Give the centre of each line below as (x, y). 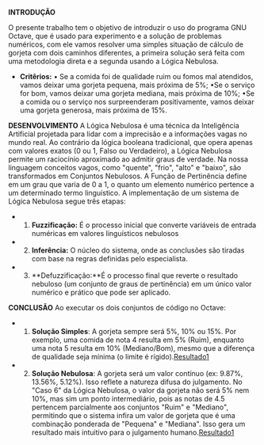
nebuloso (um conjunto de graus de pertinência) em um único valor (142, 284)
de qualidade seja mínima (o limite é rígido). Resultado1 (121, 357)
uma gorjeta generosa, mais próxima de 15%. (94, 110)
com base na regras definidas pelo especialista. (109, 259)
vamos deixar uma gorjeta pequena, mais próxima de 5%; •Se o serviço (137, 85)
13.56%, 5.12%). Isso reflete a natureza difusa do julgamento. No (137, 382)
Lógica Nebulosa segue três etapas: (67, 201)
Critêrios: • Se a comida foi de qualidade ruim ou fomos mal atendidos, (136, 76)
